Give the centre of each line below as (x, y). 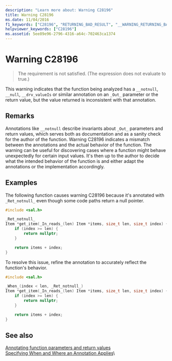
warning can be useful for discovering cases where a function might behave (86, 150)
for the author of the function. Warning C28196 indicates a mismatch (78, 139)
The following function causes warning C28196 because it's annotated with (85, 195)
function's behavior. (26, 268)
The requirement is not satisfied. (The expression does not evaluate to (92, 73)
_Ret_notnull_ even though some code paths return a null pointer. (75, 200)
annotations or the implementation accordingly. (55, 166)
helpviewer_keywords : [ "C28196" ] (41, 29)
